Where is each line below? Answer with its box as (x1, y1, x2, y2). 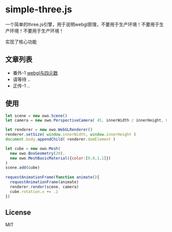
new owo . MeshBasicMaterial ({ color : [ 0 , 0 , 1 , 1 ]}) (10, 155, 111, 160)
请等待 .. (12, 76, 31, 82)
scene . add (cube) (5, 165, 40, 170)
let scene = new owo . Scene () (5, 113, 68, 118)
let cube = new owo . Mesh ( (5, 146, 60, 151)
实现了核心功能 (5, 39, 37, 45)
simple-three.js (5, 4, 73, 15)
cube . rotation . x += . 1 (10, 189, 58, 194)
